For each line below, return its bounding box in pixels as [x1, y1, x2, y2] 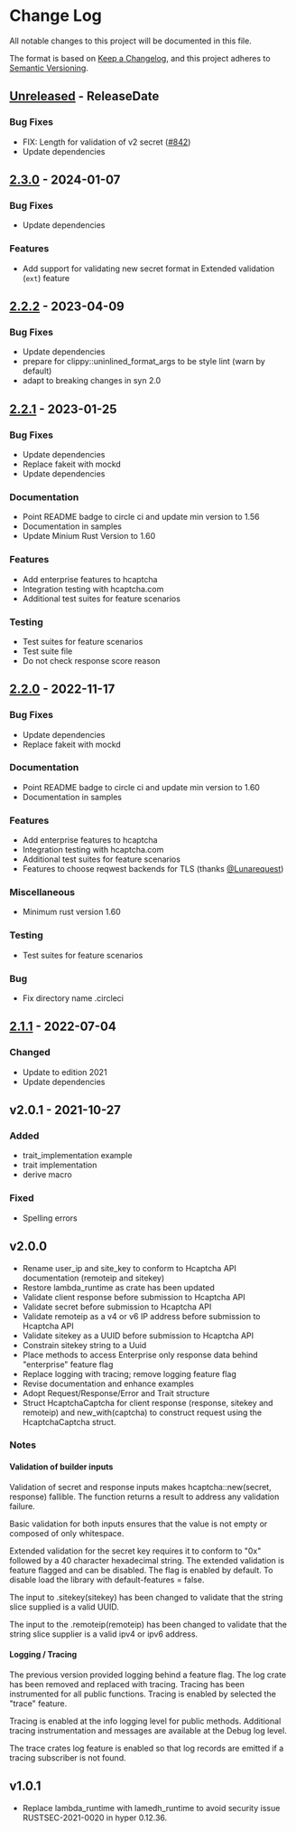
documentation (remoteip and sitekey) [22, 1272, 165, 1283]
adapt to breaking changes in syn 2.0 [22, 375, 162, 386]
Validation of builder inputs [9, 1461, 114, 1472]
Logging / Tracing [9, 1649, 78, 1660]
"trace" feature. [9, 1697, 68, 1709]
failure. [9, 1500, 36, 1511]
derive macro [22, 1169, 72, 1180]
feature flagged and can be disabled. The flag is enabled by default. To [9, 1564, 273, 1575]
